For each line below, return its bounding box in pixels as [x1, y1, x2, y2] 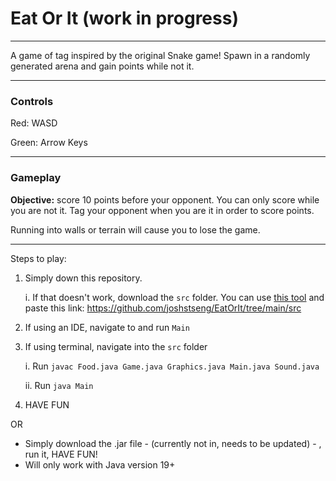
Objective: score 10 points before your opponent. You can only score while [10, 193, 320, 206]
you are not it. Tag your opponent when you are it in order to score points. [10, 204, 315, 216]
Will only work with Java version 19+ [24, 458, 176, 471]
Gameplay [10, 171, 62, 185]
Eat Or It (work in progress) [10, 7, 239, 30]
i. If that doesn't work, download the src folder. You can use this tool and [24, 291, 325, 303]
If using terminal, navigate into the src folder [24, 340, 208, 352]
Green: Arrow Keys [10, 137, 88, 149]
